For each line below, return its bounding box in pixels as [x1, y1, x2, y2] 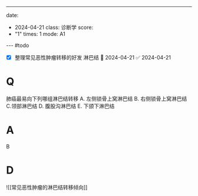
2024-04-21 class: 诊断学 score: [14, 24, 93, 31]
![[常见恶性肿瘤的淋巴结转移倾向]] [6, 184, 88, 191]
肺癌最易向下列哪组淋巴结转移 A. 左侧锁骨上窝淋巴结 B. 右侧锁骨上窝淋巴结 [6, 95, 187, 102]
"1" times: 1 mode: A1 [14, 31, 66, 37]
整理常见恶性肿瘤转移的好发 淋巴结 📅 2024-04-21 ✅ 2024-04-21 [14, 54, 171, 61]
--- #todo [6, 42, 29, 49]
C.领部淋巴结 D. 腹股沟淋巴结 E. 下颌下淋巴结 [6, 102, 115, 109]
